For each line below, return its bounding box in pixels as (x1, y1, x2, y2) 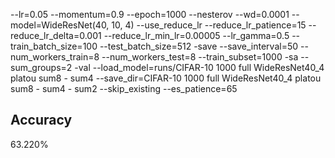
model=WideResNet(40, (10, 19, 110, 31)
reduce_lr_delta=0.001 (10, 30, 102, 41)
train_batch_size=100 (10, 40, 98, 52)
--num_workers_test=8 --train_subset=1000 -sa (101, 51, 299, 63)
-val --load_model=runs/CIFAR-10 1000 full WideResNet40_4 (74, 62, 325, 73)
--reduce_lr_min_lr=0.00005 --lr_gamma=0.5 (103, 30, 290, 41)
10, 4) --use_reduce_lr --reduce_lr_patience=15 (111, 19, 307, 31)
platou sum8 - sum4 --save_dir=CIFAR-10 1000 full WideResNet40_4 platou (10, 72, 322, 84)
